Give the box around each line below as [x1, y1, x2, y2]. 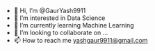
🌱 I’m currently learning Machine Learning [13, 21, 134, 29]
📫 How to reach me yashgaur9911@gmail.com [13, 37, 148, 44]
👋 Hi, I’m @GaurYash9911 [13, 7, 86, 14]
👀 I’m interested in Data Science [13, 14, 106, 22]
